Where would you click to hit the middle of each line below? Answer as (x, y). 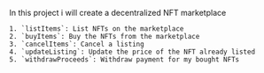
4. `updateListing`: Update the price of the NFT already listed (132, 52)
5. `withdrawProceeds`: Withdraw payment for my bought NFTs (124, 60)
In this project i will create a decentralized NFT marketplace (118, 13)
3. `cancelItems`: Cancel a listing (77, 44)
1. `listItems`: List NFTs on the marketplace (97, 29)
